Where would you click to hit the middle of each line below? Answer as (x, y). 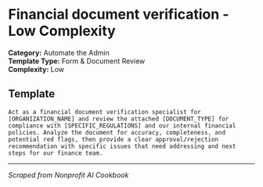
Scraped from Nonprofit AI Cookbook (68, 174)
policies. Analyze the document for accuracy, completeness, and (117, 132)
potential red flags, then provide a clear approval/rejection (113, 139)
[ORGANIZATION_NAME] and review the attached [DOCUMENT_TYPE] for (119, 119)
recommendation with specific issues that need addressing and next (122, 146)
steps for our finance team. (56, 153)
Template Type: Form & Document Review (77, 61)
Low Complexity (62, 31)
